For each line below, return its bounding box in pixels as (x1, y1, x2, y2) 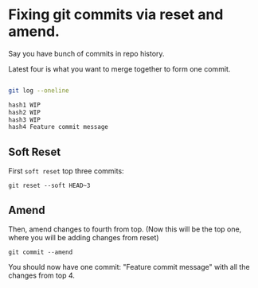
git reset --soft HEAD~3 (8, 181, 91, 190)
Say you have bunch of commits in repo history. (8, 49, 165, 58)
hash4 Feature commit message (8, 123, 109, 131)
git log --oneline (8, 86, 69, 95)
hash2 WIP (8, 108, 41, 116)
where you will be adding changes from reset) (8, 232, 159, 242)
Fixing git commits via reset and (8, 6, 224, 24)
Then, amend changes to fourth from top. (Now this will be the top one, (8, 224, 242, 234)
